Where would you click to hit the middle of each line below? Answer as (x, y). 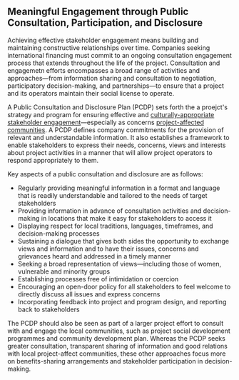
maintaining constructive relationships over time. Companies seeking (109, 47)
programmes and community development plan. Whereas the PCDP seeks (117, 338)
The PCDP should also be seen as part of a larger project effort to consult (116, 323)
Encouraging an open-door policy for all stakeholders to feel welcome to (124, 286)
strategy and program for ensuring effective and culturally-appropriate (111, 114)
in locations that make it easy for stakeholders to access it (126, 218)
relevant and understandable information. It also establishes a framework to (118, 137)
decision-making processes (59, 233)
